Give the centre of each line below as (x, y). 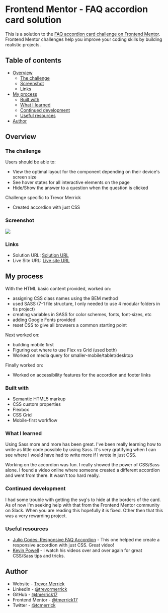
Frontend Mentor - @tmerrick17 (45, 600)
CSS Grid (22, 415)
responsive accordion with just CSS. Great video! (63, 545)
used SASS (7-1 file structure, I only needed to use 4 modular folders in (86, 303)
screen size (24, 177)
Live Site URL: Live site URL (41, 261)
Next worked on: (22, 335)
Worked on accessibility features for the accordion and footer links (81, 375)
